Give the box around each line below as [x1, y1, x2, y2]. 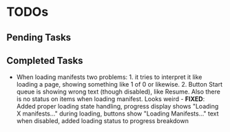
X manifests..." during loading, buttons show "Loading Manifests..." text [16, 109, 219, 118]
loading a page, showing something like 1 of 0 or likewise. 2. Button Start [16, 80, 223, 89]
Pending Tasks [6, 32, 72, 43]
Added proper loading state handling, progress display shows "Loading [16, 102, 219, 111]
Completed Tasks [6, 54, 83, 66]
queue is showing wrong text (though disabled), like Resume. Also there [16, 87, 221, 96]
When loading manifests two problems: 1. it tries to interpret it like [16, 73, 202, 81]
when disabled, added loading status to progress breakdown [16, 117, 189, 125]
